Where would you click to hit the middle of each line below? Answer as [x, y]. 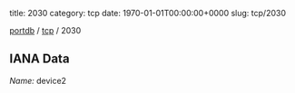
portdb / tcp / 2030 [45, 30]
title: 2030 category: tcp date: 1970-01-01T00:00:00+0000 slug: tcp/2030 [147, 13]
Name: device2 [38, 80]
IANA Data [39, 59]
